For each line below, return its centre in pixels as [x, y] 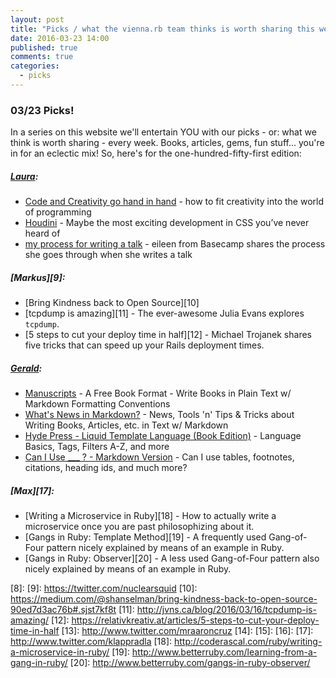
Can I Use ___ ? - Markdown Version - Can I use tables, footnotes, [159, 457]
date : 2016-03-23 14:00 [60, 38]
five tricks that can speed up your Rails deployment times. [144, 345]
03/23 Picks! [42, 110]
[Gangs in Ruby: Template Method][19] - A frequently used [145, 537]
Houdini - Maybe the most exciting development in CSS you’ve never [167, 223]
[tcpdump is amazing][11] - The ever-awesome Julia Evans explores [164, 313]
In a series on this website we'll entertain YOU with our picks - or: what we [163, 132]
